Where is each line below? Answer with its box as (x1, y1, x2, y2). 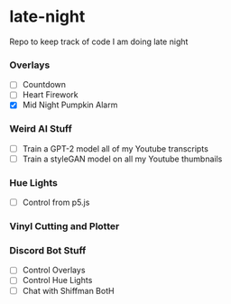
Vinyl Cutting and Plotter (9, 220, 120, 233)
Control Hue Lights (22, 275, 93, 286)
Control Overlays (22, 264, 86, 276)
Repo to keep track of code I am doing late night (9, 36, 189, 47)
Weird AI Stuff (9, 123, 72, 135)
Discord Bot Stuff (9, 244, 87, 257)
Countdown (22, 79, 66, 90)
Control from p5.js (22, 197, 90, 208)
